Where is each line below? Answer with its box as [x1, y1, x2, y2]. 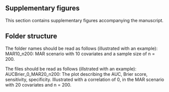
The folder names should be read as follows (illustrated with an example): [5, 45, 158, 51]
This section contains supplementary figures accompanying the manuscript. [5, 17, 164, 23]
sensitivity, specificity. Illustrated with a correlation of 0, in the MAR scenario [5, 76, 164, 82]
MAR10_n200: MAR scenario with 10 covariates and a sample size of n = [5, 50, 155, 57]
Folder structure [5, 32, 58, 41]
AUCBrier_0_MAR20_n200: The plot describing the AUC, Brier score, [5, 71, 148, 77]
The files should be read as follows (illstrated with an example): [5, 65, 137, 72]
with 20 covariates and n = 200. [5, 81, 72, 87]
